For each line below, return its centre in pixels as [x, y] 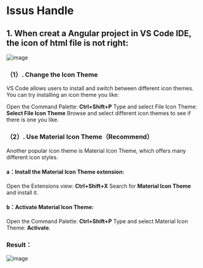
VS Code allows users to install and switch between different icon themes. [100, 88]
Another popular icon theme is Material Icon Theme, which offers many [96, 150]
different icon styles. [32, 157]
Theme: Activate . [29, 228]
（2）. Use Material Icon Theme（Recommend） [80, 137]
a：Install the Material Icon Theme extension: [65, 172]
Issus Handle [40, 11]
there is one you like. [33, 120]
